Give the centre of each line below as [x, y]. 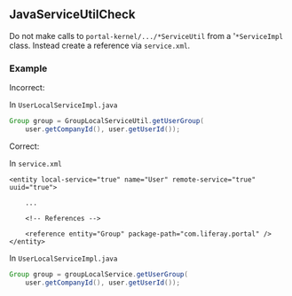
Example [28, 68]
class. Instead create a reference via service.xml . [100, 45]
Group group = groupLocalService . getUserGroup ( [99, 274]
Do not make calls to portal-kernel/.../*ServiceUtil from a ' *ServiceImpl [146, 35]
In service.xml [36, 163]
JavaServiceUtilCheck [72, 15]
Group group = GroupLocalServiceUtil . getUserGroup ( [107, 121]
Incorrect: [27, 88]
